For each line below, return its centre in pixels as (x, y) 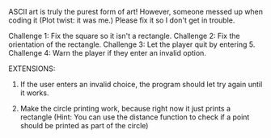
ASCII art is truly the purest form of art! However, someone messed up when (136, 12)
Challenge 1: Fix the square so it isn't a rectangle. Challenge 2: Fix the (124, 36)
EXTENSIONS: (32, 69)
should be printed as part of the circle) (84, 125)
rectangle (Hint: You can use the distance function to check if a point (135, 117)
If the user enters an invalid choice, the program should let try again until (141, 84)
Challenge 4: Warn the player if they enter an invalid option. (107, 53)
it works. (34, 93)
